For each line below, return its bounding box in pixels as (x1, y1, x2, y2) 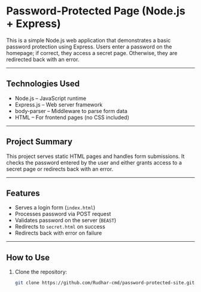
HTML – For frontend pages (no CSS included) (14, 114, 130, 121)
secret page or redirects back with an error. (6, 165, 114, 172)
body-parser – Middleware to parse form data (14, 107, 127, 114)
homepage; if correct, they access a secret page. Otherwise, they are (6, 49, 178, 56)
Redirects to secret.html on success (14, 223, 106, 230)
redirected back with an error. (6, 56, 80, 63)
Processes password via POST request (14, 211, 111, 218)
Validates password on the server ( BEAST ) (14, 217, 117, 224)
